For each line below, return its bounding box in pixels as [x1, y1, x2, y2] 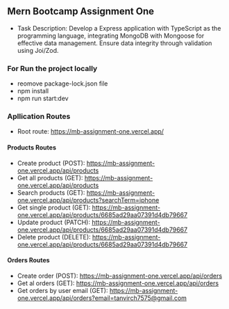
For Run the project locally [7, 63, 98, 73]
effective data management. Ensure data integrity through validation [17, 38, 212, 47]
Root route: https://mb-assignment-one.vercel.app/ [17, 127, 164, 136]
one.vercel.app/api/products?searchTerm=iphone [17, 196, 160, 204]
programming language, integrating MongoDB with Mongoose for [17, 31, 205, 40]
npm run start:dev [17, 94, 69, 103]
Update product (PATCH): [17, 218, 91, 226]
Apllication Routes [7, 111, 71, 121]
